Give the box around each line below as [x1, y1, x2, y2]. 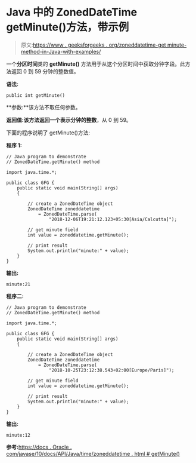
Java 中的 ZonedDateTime [6, 5, 138, 19]
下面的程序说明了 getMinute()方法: [6, 129, 91, 136]
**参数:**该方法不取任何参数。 [6, 103, 82, 111]
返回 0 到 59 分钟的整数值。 [11, 68, 79, 75]
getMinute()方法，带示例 [6, 20, 129, 34]
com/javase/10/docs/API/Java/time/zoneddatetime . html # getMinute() [6, 450, 181, 457]
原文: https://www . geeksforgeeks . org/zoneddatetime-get [20, 41, 166, 48]
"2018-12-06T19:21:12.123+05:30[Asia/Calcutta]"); [48, 216, 178, 222]
